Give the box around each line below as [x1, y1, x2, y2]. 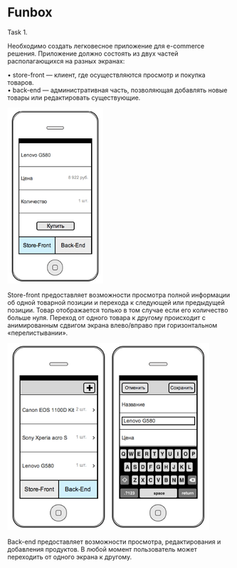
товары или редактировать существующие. [7, 93, 141, 102]
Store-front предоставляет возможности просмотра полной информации [7, 290, 231, 299]
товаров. [7, 78, 34, 86]
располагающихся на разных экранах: [7, 56, 125, 65]
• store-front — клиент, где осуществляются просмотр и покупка [7, 71, 206, 79]
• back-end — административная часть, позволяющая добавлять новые [7, 86, 228, 94]
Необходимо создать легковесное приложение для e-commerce [7, 41, 205, 50]
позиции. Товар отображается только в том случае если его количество [7, 306, 228, 314]
